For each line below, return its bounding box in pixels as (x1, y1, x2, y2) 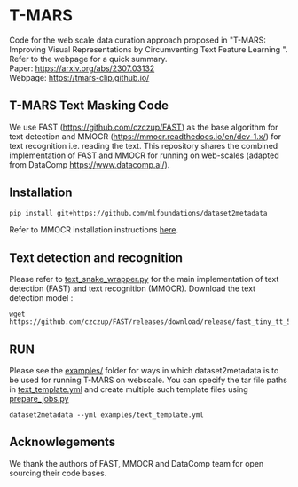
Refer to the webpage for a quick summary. (9, 53, 168, 64)
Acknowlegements (9, 435, 116, 450)
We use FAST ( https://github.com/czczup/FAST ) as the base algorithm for (9, 122, 278, 132)
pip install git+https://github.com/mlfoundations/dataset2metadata (9, 208, 268, 217)
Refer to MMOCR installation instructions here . (9, 224, 179, 235)
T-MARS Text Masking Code (9, 98, 169, 114)
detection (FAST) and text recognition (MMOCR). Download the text (9, 283, 255, 294)
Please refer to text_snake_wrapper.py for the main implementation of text (9, 274, 279, 285)
